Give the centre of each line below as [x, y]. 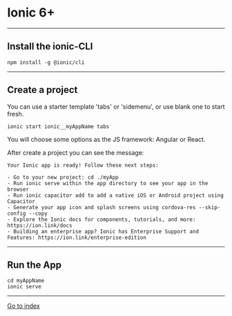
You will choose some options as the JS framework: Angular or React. [106, 139]
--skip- [210, 207]
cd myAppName [26, 281]
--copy [38, 213]
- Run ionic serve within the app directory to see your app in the [108, 183]
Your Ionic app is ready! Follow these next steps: [83, 165]
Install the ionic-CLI [50, 46]
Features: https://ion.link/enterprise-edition [77, 238]
